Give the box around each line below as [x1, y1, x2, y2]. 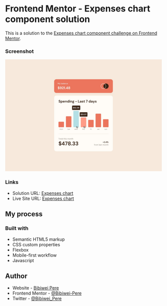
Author [5, 272, 27, 280]
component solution [5, 13, 90, 25]
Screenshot [5, 48, 34, 55]
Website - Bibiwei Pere [12, 285, 59, 291]
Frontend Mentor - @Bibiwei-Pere [12, 290, 82, 297]
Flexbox [12, 247, 29, 253]
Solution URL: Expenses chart [12, 190, 74, 196]
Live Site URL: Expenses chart [12, 195, 75, 201]
